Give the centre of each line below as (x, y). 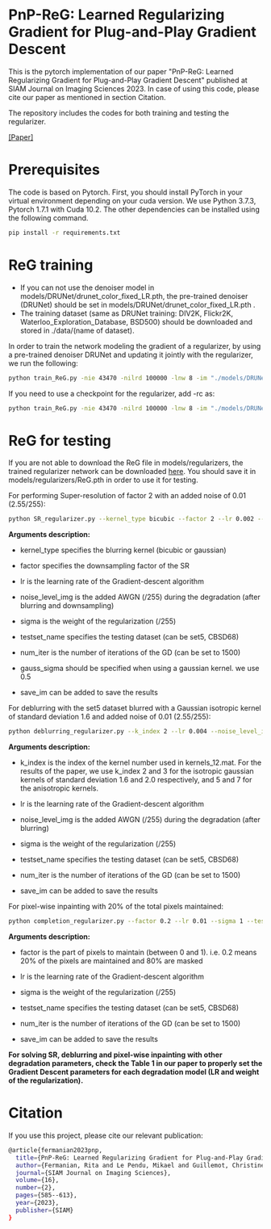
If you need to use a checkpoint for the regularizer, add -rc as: (112, 393)
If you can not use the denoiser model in (87, 287)
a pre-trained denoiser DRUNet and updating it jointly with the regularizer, (131, 354)
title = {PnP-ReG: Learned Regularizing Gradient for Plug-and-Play (129, 1158)
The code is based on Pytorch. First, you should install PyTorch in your (126, 192)
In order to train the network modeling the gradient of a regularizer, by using (135, 346)
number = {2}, (36, 1188)
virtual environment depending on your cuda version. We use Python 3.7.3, (132, 200)
